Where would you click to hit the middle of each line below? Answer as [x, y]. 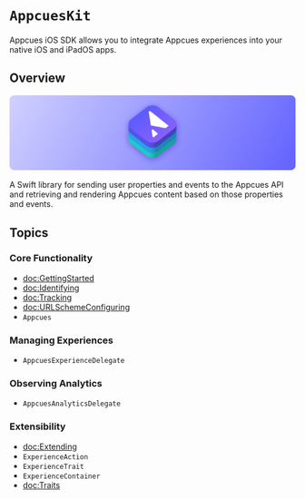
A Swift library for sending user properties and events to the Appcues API [147, 185]
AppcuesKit [50, 16]
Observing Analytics [56, 384]
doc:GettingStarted [58, 278]
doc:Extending [49, 446]
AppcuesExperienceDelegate [74, 361]
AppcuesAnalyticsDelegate [71, 404]
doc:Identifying [51, 288]
